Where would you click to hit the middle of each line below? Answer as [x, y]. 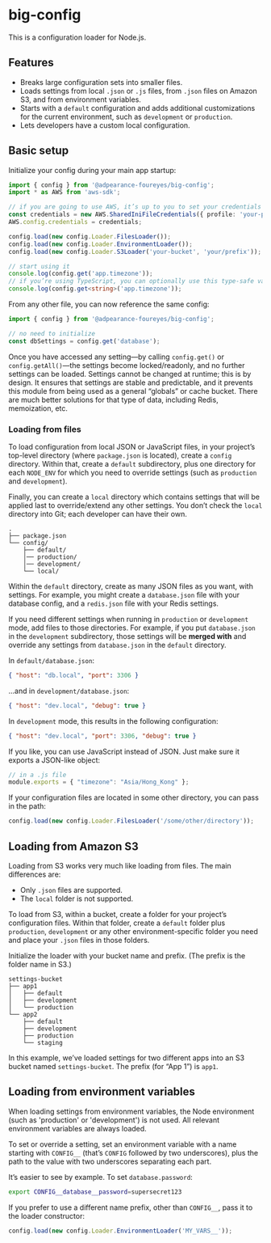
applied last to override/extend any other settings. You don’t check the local [135, 505]
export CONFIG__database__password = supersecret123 [95, 1192]
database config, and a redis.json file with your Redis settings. [114, 603]
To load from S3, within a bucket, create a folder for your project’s [118, 915]
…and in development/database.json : [69, 691]
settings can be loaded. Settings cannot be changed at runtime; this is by [130, 374]
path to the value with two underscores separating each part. [110, 1161]
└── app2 [23, 1015]
